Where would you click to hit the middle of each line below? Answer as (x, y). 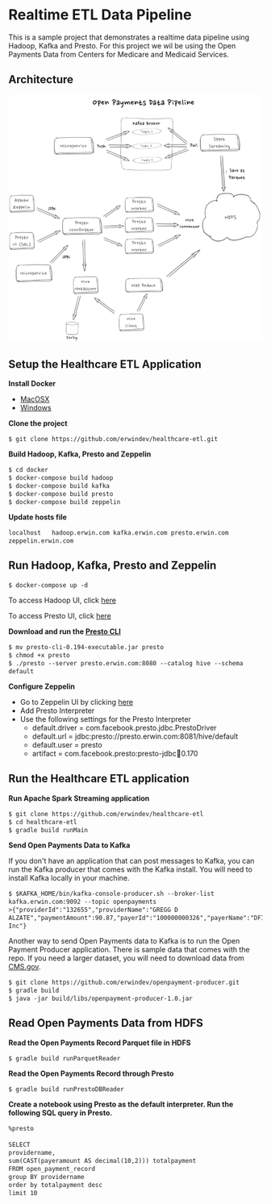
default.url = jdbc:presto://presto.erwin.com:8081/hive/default (135, 736)
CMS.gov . (25, 966)
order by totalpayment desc (56, 1185)
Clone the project (38, 423)
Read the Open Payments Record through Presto (91, 1073)
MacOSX (35, 399)
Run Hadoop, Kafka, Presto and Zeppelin (113, 566)
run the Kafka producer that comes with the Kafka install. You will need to (130, 869)
